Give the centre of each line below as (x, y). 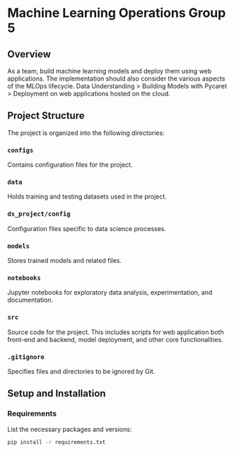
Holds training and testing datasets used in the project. (87, 196)
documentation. (30, 300)
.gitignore (26, 357)
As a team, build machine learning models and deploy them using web (110, 71)
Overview (29, 54)
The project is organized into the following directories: (86, 133)
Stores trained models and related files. (65, 260)
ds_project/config (39, 214)
